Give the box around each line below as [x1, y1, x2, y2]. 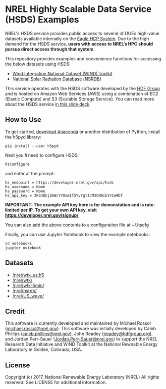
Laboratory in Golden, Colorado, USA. [5, 346, 83, 352]
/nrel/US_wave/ [12, 293, 44, 299]
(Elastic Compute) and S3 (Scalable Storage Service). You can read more [5, 96, 155, 102]
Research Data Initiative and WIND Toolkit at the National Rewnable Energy [5, 341, 158, 347]
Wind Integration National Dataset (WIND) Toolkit [12, 70, 112, 76]
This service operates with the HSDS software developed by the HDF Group [5, 85, 160, 91]
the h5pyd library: [5, 134, 41, 140]
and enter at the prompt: [5, 170, 55, 176]
